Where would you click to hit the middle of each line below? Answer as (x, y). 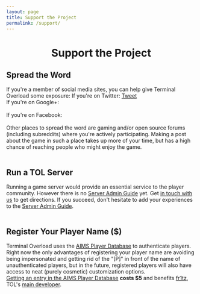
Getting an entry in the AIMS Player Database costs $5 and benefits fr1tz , (97, 278)
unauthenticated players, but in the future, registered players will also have (99, 265)
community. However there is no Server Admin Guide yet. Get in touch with (99, 193)
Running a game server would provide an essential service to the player (95, 187)
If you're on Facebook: (34, 115)
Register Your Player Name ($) (64, 232)
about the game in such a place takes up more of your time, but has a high (98, 141)
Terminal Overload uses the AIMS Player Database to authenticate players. (99, 246)
